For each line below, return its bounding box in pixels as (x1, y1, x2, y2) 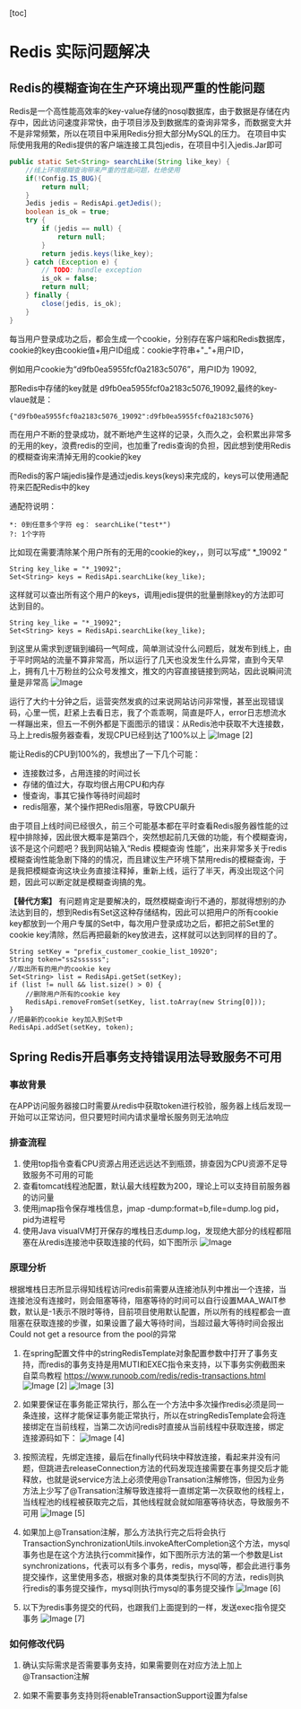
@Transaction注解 (21, 1671, 90, 1682)
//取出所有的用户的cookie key (9, 964, 112, 973)
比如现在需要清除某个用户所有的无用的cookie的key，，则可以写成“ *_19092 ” (9, 547, 288, 557)
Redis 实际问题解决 (9, 42, 150, 62)
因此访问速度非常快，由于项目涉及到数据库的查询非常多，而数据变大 (32, 117, 284, 127)
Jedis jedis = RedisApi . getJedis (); (25, 199, 163, 208)
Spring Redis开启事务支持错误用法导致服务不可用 (9, 1049, 282, 1065)
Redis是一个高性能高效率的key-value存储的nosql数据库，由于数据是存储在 (9, 106, 282, 116)
